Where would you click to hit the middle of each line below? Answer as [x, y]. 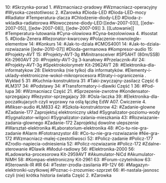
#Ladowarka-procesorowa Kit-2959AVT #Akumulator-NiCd [66, 154]
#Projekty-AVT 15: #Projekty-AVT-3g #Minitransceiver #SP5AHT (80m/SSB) [83, 54]
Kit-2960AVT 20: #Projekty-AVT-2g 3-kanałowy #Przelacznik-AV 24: [75, 60]
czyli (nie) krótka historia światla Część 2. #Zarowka [58, 175]
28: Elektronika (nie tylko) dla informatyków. [79, 70]
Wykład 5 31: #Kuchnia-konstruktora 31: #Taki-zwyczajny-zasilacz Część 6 [82, 81]
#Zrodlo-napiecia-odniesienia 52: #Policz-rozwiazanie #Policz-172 [73, 144]
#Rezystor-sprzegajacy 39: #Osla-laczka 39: [77, 96]
